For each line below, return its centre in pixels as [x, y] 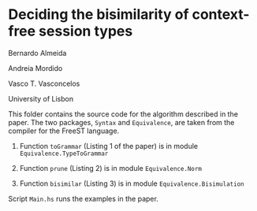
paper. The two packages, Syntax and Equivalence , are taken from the [121, 122]
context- [221, 15]
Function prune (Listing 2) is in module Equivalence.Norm [111, 168]
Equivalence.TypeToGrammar [64, 154]
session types [86, 31]
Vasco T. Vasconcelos [44, 83]
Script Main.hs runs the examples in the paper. [84, 198]
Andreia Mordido [35, 68]
